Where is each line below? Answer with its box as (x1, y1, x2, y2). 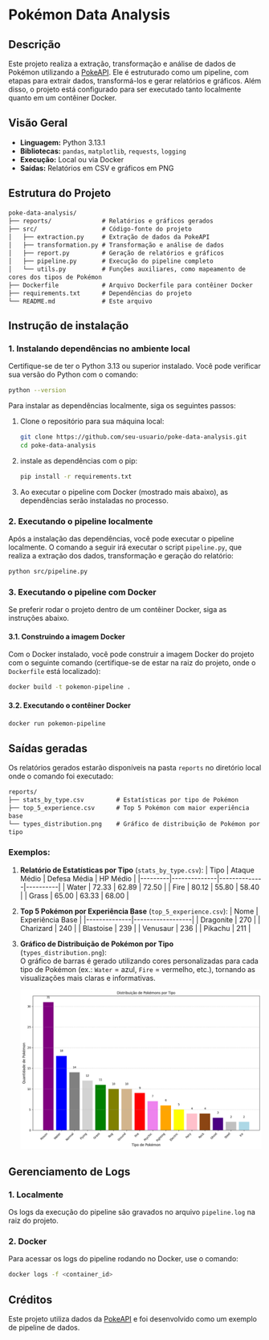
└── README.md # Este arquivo (8, 297, 153, 305)
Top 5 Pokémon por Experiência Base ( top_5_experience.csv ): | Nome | (19, 906, 259, 916)
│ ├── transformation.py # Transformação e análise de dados (8, 241, 225, 249)
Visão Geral (8, 116, 68, 130)
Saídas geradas (8, 741, 88, 755)
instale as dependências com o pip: (19, 456, 138, 465)
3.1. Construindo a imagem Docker (8, 631, 126, 641)
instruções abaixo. (8, 613, 70, 623)
